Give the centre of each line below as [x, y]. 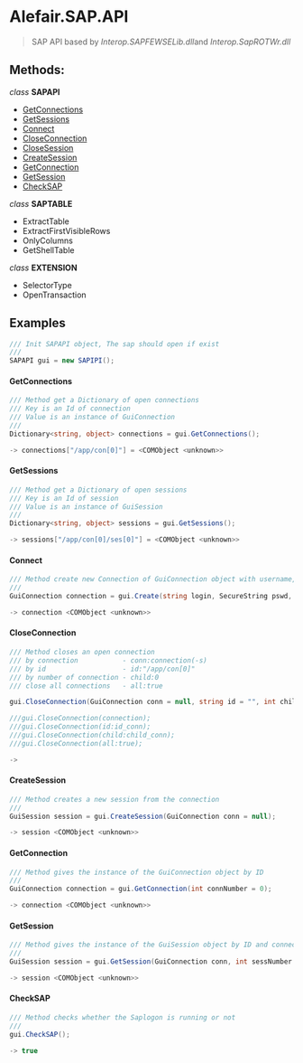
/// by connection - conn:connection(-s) [108, 660]
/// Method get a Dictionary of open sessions [98, 490]
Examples [37, 323]
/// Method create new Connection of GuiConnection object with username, [153, 579]
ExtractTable [46, 221]
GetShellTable [48, 249]
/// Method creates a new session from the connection [115, 799]
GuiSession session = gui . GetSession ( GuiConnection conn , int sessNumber [151, 961]
